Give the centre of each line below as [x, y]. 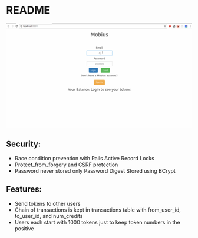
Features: [24, 190]
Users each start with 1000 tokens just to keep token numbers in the [98, 222]
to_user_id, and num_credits [49, 216]
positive [24, 228]
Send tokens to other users [47, 203]
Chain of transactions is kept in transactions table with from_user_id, [98, 210]
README [28, 10]
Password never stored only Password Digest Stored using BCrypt [95, 170]
